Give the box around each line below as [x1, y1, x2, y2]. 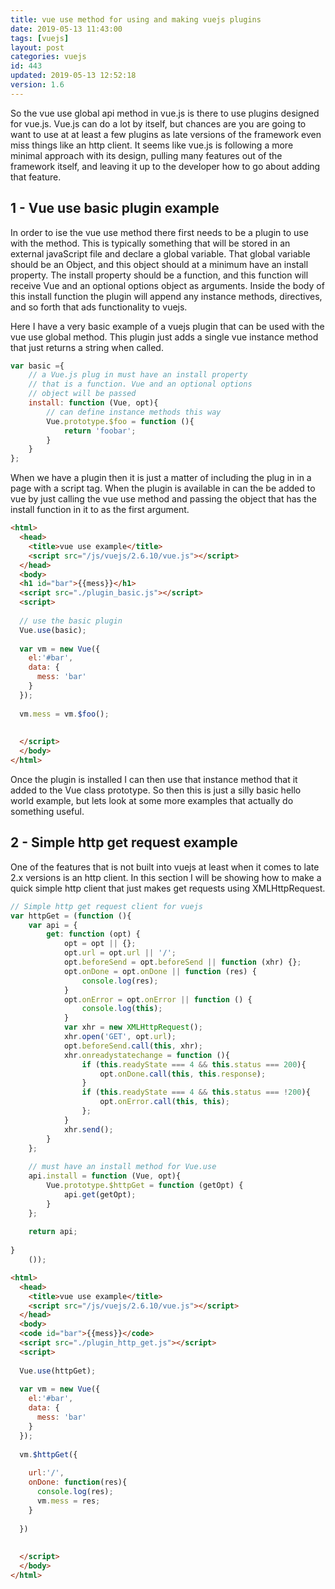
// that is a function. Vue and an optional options [28, 379, 253, 390]
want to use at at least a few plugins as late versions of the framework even [10, 128, 322, 140]
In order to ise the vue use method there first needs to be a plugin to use [10, 226, 309, 238]
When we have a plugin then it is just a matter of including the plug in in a [10, 472, 312, 484]
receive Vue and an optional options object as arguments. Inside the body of [10, 279, 325, 291]
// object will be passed [28, 389, 137, 399]
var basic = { [10, 361, 65, 371]
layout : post [10, 42, 65, 53]
